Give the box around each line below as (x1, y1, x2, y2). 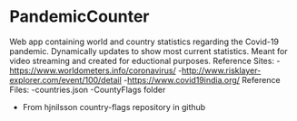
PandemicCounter (9, 6, 150, 27)
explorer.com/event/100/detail (9, 74, 123, 85)
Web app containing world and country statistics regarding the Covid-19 (9, 36, 280, 47)
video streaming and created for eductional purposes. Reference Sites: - (9, 55, 281, 66)
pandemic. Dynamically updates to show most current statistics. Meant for (9, 45, 288, 56)
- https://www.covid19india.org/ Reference (124, 74, 281, 85)
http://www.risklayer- (181, 65, 262, 76)
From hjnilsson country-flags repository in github (22, 101, 206, 112)
